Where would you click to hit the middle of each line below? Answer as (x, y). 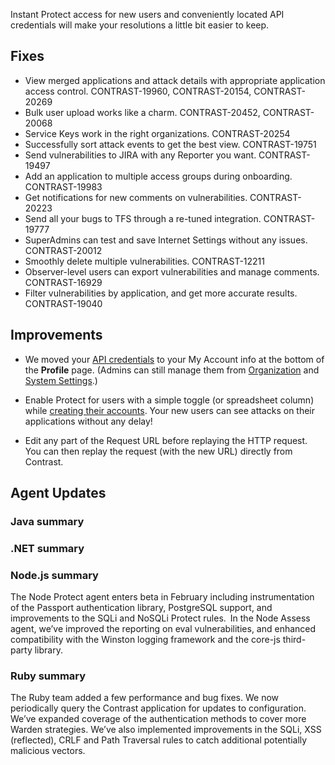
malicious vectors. (48, 751)
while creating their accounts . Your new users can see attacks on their (170, 410)
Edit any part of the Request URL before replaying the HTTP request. (166, 440)
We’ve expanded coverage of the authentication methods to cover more (158, 719)
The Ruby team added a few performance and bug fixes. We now (145, 698)
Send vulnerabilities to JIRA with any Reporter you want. (140, 155)
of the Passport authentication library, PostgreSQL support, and (141, 608)
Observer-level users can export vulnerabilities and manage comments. (172, 271)
